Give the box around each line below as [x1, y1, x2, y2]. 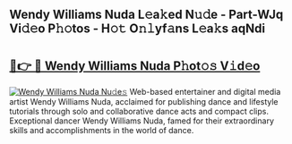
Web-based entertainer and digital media [129, 87, 281, 97]
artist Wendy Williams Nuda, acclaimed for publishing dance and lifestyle [9, 97, 279, 106]
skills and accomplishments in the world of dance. [9, 125, 194, 135]
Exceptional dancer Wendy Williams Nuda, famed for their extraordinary [9, 115, 275, 126]
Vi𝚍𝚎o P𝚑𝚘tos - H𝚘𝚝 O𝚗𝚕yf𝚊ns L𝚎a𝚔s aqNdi [9, 21, 266, 37]
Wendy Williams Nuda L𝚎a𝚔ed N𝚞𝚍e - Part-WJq [9, 7, 284, 22]
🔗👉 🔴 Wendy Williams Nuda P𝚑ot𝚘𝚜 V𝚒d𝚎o [9, 58, 261, 73]
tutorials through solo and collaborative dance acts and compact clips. [9, 106, 269, 116]
